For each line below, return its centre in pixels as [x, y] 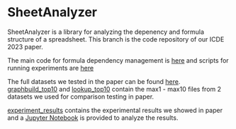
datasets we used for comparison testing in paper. [81, 97]
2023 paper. [26, 47]
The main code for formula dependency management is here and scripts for [118, 60]
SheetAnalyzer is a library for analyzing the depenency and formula [106, 32]
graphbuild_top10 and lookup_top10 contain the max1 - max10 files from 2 [114, 89]
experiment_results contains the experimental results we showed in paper [115, 110]
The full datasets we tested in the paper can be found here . [94, 81]
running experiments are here [51, 68]
